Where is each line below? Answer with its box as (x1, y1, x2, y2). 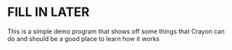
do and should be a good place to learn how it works (7, 34, 160, 42)
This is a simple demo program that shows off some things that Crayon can (7, 27, 225, 35)
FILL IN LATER (7, 4, 90, 20)
